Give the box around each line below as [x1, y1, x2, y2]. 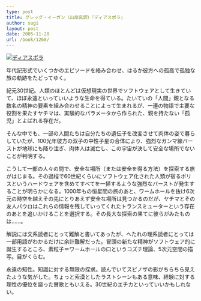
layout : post [6, 25, 39, 32]
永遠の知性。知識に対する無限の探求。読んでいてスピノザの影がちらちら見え [6, 266, 195, 273]
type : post [6, 8, 34, 15]
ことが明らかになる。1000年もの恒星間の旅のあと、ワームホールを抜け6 [11, 187, 190, 195]
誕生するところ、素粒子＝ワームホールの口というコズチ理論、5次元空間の [6, 246, 188, 252]
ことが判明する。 [6, 153, 49, 159]
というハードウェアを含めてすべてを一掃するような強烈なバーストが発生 [11, 180, 190, 187]
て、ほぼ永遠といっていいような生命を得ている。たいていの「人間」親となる [6, 94, 195, 102]
